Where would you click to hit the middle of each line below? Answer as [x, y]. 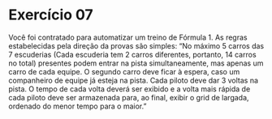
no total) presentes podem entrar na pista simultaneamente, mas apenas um [136, 63]
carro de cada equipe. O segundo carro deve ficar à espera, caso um [124, 71]
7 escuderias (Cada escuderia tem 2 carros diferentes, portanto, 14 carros [133, 54]
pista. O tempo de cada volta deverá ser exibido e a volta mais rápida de [130, 89]
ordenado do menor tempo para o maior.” [78, 106]
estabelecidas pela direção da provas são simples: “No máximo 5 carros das [136, 45]
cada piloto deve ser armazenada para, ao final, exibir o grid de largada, [129, 97]
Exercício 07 [51, 15]
